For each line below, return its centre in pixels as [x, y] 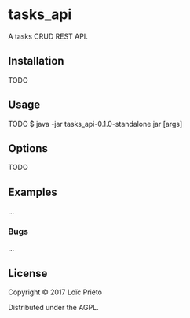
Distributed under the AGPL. [54, 308]
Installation [36, 61]
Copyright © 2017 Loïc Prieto [55, 292]
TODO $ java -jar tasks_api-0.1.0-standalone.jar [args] [95, 124]
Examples [33, 192]
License [28, 273]
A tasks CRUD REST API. [48, 36]
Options [28, 148]
